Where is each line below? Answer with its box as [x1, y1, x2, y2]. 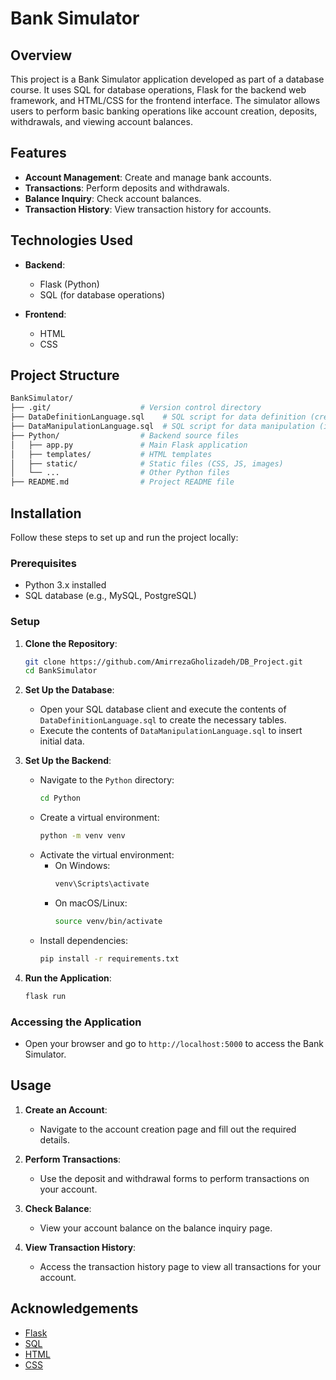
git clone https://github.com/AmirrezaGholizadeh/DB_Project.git [24, 657, 303, 667]
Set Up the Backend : [24, 755, 112, 767]
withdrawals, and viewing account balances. [10, 116, 193, 127]
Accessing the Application [10, 1015, 142, 1029]
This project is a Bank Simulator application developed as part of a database [10, 73, 325, 85]
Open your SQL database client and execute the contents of [39, 703, 287, 716]
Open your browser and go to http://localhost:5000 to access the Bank [24, 1037, 324, 1049]
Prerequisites [10, 556, 77, 570]
